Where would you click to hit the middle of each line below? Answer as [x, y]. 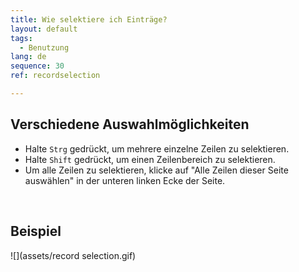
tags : [21, 38]
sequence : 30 [37, 66]
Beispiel [36, 231]
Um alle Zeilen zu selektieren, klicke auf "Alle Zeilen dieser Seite [156, 170]
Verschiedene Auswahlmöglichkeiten [130, 124]
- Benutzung [44, 47]
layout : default [44, 29]
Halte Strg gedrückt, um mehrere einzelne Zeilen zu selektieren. [157, 148]
